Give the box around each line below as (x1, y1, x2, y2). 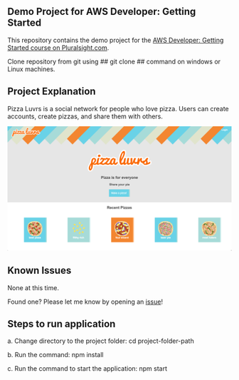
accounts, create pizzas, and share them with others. (7, 112, 164, 120)
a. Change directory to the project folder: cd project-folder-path (7, 337, 194, 345)
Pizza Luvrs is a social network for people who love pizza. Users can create (7, 104, 229, 113)
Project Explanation (7, 86, 96, 98)
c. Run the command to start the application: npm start (7, 364, 168, 373)
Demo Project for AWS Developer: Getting (7, 6, 196, 18)
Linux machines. (7, 64, 55, 73)
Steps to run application (7, 317, 116, 330)
